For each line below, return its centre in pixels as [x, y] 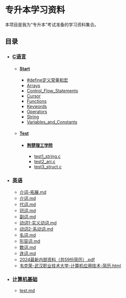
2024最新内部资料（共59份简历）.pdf [57, 259]
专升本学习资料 [35, 10]
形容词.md [30, 241]
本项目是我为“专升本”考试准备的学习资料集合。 [52, 25]
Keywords [37, 106]
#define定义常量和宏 [47, 80]
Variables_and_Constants [52, 122]
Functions [37, 101]
